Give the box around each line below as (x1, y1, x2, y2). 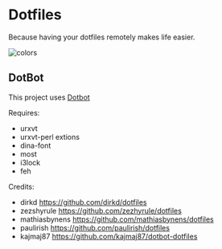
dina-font (19, 141, 51, 150)
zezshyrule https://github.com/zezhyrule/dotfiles (19, 206, 183, 215)
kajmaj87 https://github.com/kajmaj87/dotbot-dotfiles (19, 231, 198, 241)
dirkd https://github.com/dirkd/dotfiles (19, 197, 147, 206)
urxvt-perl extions (19, 132, 80, 141)
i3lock (19, 157, 41, 167)
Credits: (8, 182, 35, 191)
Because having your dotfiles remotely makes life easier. (8, 32, 195, 42)
